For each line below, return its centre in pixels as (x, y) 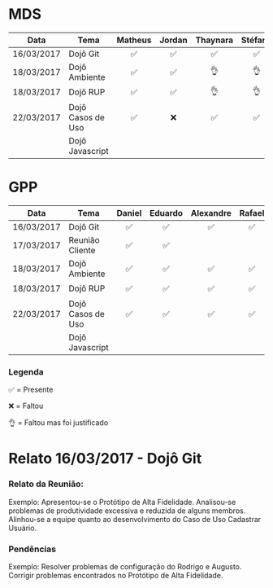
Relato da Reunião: (46, 484)
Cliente (82, 250)
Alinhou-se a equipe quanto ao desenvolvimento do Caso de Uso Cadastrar (135, 519)
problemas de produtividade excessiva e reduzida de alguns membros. (127, 511)
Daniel (129, 213)
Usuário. (23, 528)
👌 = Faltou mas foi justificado (58, 423)
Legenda (26, 371)
